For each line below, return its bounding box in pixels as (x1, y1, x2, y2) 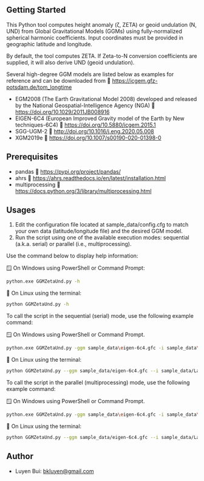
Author (6, 451, 33, 462)
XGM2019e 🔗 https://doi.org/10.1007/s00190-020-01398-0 (15, 134, 162, 141)
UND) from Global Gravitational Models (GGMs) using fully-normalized (6, 27, 182, 35)
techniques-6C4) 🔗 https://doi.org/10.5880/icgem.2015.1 (15, 121, 156, 128)
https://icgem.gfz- (112, 77, 158, 84)
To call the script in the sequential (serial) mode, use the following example (6, 312, 194, 320)
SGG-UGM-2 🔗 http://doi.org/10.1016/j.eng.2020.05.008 (15, 127, 155, 135)
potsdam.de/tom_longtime (6, 83, 72, 91)
